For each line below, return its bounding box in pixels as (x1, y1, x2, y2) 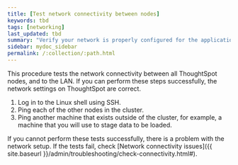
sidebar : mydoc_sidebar (7, 43, 78, 50)
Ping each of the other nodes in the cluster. (17, 106, 144, 114)
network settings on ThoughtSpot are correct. (7, 84, 142, 93)
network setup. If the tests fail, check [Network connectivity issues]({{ (7, 142, 212, 150)
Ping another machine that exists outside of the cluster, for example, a (17, 113, 222, 121)
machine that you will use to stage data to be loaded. (17, 120, 172, 129)
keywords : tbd (7, 17, 50, 24)
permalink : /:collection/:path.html (7, 50, 115, 57)
